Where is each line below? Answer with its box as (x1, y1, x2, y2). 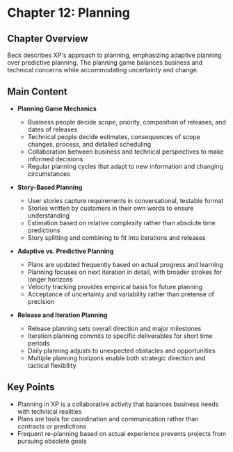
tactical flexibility (27, 361, 77, 369)
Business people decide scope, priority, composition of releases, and (27, 118, 226, 126)
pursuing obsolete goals (17, 437, 87, 445)
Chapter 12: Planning (7, 5, 130, 21)
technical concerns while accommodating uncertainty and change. (7, 66, 199, 74)
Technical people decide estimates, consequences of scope (27, 132, 200, 140)
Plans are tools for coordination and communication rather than (17, 414, 199, 423)
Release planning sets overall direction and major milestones (27, 324, 202, 332)
